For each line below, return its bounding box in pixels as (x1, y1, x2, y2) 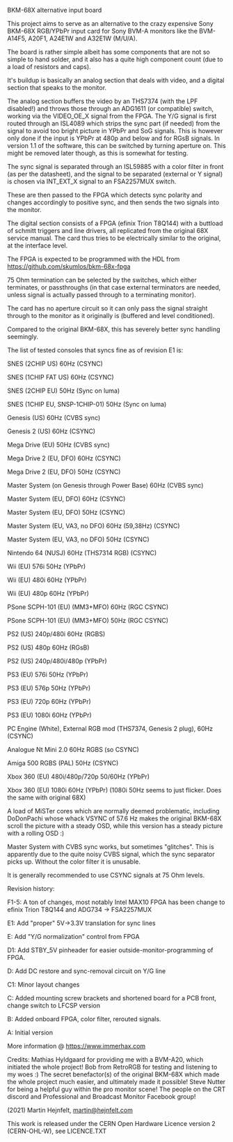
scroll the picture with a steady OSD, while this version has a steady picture (7, 822, 223, 829)
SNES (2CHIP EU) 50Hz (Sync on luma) (7, 386, 120, 395)
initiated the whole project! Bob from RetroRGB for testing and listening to (7, 1063, 218, 1071)
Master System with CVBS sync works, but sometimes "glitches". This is (7, 843, 214, 850)
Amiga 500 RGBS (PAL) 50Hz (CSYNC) (7, 759, 119, 767)
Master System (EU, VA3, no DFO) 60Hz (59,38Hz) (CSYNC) (7, 522, 180, 529)
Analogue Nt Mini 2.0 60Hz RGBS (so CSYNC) (7, 746, 139, 753)
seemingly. (7, 333, 38, 340)
